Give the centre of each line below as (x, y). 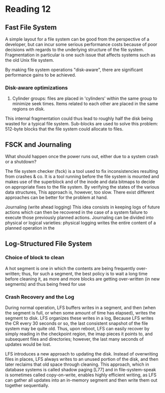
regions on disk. (29, 109)
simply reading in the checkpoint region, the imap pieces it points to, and (79, 334)
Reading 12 (28, 9)
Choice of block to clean (35, 258)
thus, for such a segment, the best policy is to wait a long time (84, 274)
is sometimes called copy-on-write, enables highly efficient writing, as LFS (81, 375)
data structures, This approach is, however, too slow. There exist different (80, 192)
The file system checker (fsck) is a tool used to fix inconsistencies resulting (82, 171)
